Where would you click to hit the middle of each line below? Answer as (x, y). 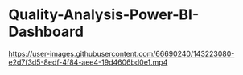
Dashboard (46, 32)
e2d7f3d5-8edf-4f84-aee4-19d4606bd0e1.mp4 (88, 62)
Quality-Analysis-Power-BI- (104, 15)
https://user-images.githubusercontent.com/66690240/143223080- (121, 53)
